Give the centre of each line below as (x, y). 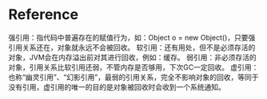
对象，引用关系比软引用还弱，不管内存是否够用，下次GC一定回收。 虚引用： (133, 67)
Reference (43, 15)
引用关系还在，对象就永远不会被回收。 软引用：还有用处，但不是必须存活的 (132, 47)
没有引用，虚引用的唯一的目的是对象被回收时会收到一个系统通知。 (117, 87)
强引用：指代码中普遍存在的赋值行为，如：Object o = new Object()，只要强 (132, 37)
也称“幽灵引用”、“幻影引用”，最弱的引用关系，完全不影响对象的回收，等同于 (133, 77)
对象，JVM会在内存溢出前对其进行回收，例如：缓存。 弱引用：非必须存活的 (133, 57)
